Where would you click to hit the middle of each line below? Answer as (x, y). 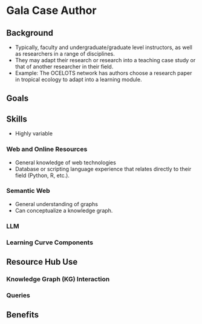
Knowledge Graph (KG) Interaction (58, 279)
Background (30, 33)
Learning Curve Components (50, 242)
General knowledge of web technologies (65, 162)
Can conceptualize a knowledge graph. (64, 210)
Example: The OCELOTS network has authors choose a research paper (103, 73)
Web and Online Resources (47, 149)
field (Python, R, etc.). (42, 175)
